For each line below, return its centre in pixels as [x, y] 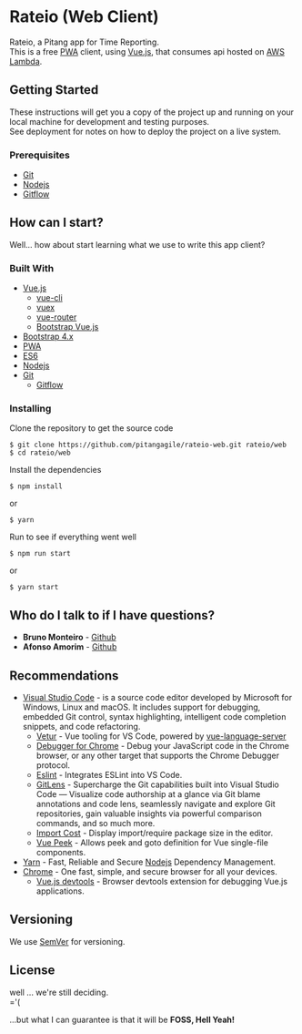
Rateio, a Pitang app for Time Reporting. [84, 42]
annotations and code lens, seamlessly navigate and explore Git [156, 804]
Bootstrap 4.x [48, 337]
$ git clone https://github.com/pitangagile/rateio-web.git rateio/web [148, 445]
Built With [32, 268]
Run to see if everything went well [73, 537]
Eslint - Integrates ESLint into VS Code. [109, 775]
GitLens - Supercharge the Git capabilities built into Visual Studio [157, 784]
